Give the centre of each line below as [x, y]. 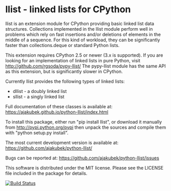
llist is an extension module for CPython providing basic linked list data [80, 23]
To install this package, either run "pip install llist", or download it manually [84, 122]
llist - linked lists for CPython [68, 9]
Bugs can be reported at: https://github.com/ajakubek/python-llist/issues [82, 158]
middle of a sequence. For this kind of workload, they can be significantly [83, 40]
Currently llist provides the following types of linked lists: [65, 81]
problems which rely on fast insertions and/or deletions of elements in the [83, 34]
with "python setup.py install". [37, 133]
